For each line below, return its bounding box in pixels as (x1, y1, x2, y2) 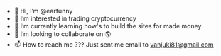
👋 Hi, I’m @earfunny (14, 7, 73, 15)
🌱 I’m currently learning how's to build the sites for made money (14, 22, 202, 30)
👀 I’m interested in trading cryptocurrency (14, 14, 136, 23)
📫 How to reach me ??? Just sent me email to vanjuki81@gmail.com (14, 40, 215, 49)
